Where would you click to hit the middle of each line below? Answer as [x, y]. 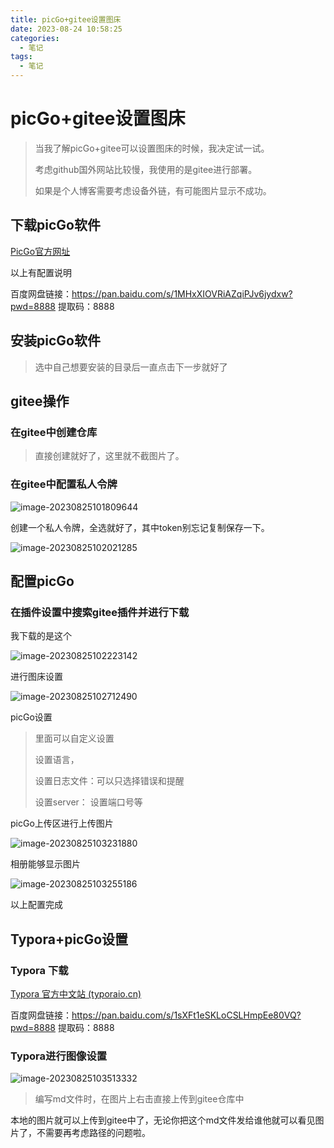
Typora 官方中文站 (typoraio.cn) [76, 993]
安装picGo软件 [55, 341]
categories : [35, 38]
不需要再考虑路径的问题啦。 [93, 1133]
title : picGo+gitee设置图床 [66, 19]
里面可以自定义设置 [74, 738]
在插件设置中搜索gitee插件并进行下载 [100, 612]
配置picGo [42, 581]
